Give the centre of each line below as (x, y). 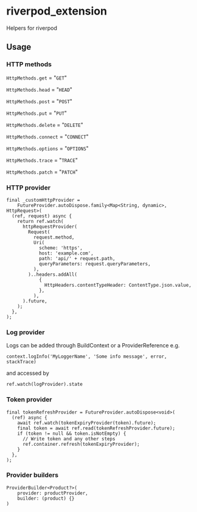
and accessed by (28, 373)
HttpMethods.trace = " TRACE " (42, 160)
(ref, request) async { (42, 216)
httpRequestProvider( (50, 227)
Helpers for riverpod (32, 28)
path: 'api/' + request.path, (77, 258)
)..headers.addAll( (53, 275)
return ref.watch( (40, 221)
